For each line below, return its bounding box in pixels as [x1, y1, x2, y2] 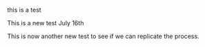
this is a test [7, 6, 41, 14]
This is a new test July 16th [7, 19, 84, 27]
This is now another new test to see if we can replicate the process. [7, 32, 199, 40]
